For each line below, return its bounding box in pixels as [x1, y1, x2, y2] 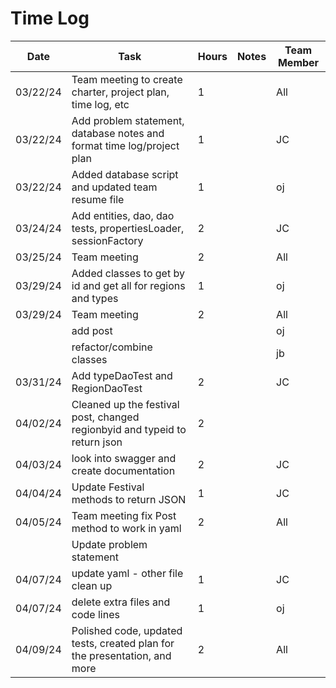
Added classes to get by [71, 266, 185, 280]
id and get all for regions [71, 278, 186, 292]
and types [71, 291, 119, 305]
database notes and [71, 126, 165, 140]
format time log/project [71, 138, 180, 152]
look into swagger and [71, 451, 177, 465]
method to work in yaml [71, 521, 182, 535]
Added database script [71, 167, 179, 181]
